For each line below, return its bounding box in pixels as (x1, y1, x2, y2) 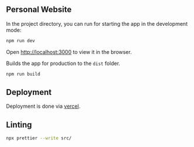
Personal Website (6, 5, 72, 15)
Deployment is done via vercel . (6, 102, 81, 110)
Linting (6, 119, 32, 129)
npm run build (6, 71, 41, 77)
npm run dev (6, 37, 35, 43)
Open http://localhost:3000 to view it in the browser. (6, 48, 132, 55)
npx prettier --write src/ (6, 135, 72, 141)
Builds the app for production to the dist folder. (6, 60, 120, 67)
